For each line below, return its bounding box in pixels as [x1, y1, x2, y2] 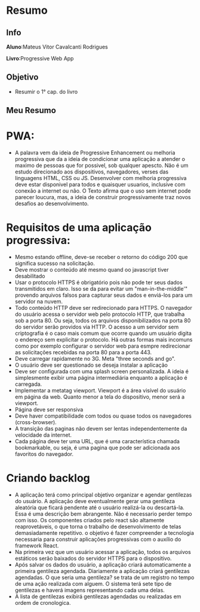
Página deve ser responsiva [14, 406, 84, 413]
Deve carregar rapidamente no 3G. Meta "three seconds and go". [14, 355, 176, 363]
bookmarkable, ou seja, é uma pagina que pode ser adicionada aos [14, 444, 180, 452]
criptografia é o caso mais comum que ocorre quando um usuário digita [14, 330, 192, 337]
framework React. [14, 542, 59, 549]
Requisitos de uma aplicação [6, 221, 152, 235]
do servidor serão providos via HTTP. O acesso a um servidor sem [14, 324, 179, 331]
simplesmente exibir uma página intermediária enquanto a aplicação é [14, 374, 187, 382]
